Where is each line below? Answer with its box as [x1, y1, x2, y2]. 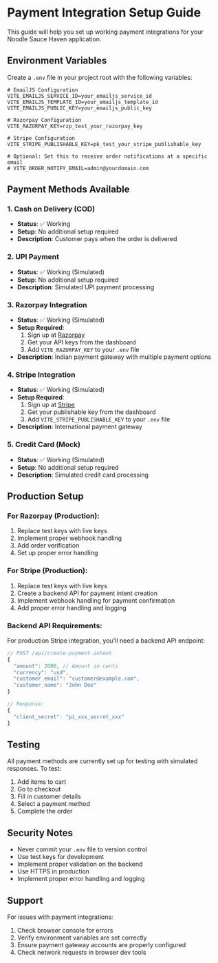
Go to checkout [17, 785, 61, 794]
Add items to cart [17, 778, 67, 786]
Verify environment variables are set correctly [17, 933, 147, 942]
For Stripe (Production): [7, 566, 88, 576]
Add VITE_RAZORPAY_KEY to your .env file [27, 346, 140, 354]
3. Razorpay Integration [7, 300, 87, 309]
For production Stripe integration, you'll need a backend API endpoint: [7, 636, 205, 645]
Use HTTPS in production [17, 867, 90, 876]
